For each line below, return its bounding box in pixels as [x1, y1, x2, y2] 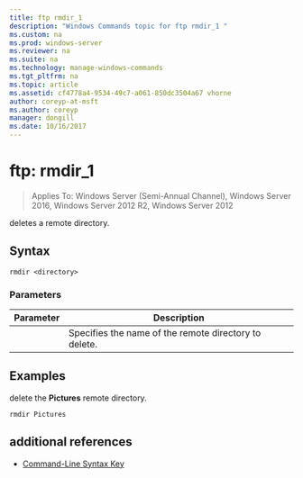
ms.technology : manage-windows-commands [9, 64, 164, 73]
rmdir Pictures [9, 410, 67, 419]
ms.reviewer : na [9, 47, 70, 56]
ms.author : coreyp [9, 105, 78, 114]
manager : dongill [9, 113, 75, 122]
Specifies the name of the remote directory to [68, 327, 262, 339]
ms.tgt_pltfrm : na [9, 72, 78, 81]
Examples [9, 368, 66, 383]
